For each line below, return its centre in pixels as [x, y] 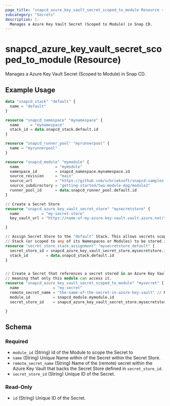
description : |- [22, 19]
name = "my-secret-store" [47, 213]
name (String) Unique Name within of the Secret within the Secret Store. [87, 358]
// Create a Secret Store [32, 204]
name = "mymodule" [46, 167]
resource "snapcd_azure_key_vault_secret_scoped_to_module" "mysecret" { [85, 283]
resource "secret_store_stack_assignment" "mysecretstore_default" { [80, 246]
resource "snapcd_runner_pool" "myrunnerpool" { [57, 143]
